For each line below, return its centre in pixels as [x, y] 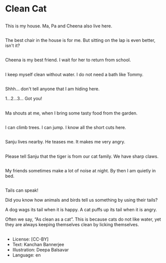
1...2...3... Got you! [24, 99]
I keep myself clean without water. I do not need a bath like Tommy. [74, 74]
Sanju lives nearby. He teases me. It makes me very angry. [65, 142]
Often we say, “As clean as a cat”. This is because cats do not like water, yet [83, 219]
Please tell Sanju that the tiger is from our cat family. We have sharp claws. [82, 156]
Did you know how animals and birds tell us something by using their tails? [82, 200]
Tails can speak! [22, 190]
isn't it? [12, 45]
